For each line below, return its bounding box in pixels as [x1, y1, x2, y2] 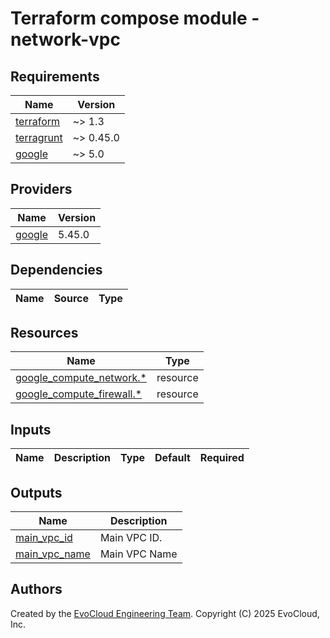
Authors [10, 581, 63, 598]
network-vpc [10, 28, 121, 51]
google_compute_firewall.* [15, 387, 143, 401]
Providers [10, 181, 73, 198]
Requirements [10, 68, 100, 85]
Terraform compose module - [10, 7, 260, 30]
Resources [10, 325, 79, 342]
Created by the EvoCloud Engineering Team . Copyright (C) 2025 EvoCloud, [10, 607, 320, 619]
